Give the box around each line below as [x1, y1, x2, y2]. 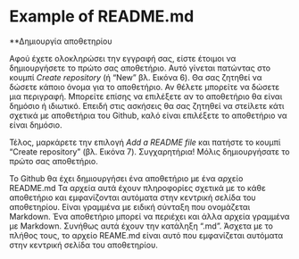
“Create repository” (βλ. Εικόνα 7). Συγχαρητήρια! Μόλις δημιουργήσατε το [9, 146, 290, 157]
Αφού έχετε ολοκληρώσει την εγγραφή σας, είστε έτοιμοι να [9, 53, 237, 63]
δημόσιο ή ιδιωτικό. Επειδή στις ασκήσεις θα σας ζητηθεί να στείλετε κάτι [9, 100, 285, 111]
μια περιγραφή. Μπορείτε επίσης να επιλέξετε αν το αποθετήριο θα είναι [9, 91, 283, 102]
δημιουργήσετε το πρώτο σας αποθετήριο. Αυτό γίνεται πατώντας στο [9, 63, 270, 73]
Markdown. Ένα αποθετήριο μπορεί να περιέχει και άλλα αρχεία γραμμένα [9, 211, 290, 221]
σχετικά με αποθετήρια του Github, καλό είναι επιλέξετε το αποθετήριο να [9, 110, 287, 121]
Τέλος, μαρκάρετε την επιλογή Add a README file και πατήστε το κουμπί [9, 137, 281, 147]
